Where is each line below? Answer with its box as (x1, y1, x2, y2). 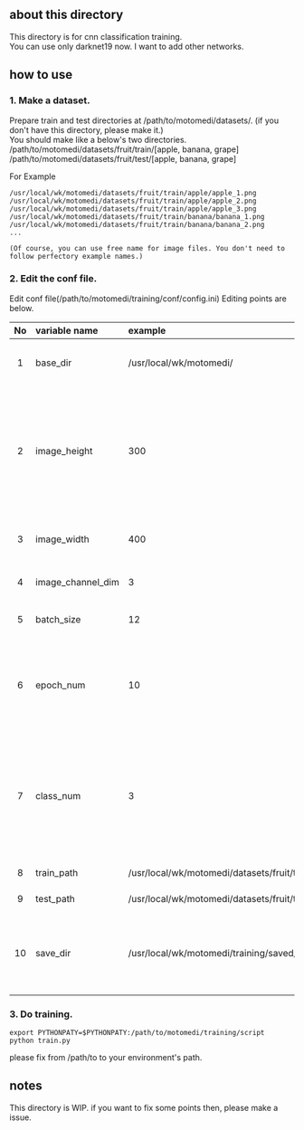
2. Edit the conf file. (9, 272, 98, 285)
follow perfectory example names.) (9, 252, 144, 261)
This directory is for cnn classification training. (9, 31, 183, 42)
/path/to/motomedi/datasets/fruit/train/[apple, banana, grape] (9, 144, 240, 155)
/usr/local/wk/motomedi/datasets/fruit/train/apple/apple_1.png (9, 188, 257, 197)
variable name (35, 324, 99, 337)
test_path (35, 892, 75, 905)
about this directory (9, 7, 124, 23)
